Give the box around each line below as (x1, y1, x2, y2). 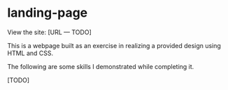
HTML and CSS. (7, 49, 54, 57)
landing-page (7, 5, 88, 21)
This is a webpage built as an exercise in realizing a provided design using (7, 41, 222, 50)
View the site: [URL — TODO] (7, 28, 92, 36)
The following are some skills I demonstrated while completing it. (7, 62, 194, 70)
